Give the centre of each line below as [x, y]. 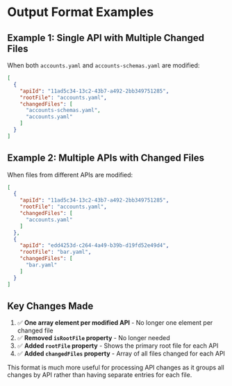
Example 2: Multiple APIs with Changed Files [106, 158]
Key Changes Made [50, 306]
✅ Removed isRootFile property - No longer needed [93, 338]
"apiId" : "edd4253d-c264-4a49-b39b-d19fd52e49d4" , [94, 246]
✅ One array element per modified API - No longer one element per [115, 323]
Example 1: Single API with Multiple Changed [106, 38]
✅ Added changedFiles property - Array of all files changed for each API [121, 354]
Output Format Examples [81, 12]
